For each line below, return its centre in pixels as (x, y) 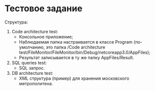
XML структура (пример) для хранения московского (74, 78)
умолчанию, (32, 47)
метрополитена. (36, 83)
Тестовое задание (44, 9)
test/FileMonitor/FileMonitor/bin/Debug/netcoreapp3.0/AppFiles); (85, 52)
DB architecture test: (32, 73)
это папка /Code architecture (76, 47)
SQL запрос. (32, 68)
